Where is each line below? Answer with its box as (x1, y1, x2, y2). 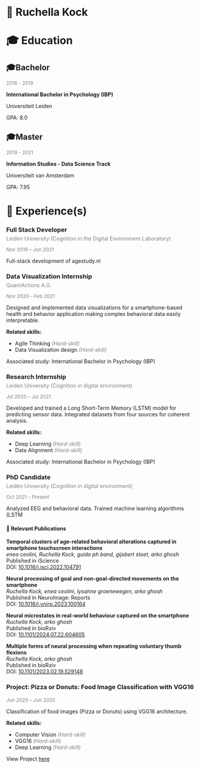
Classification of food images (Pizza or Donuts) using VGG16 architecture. (6, 708, 188, 715)
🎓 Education (6, 34, 73, 47)
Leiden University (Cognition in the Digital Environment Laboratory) (6, 235, 171, 242)
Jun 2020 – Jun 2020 (6, 696, 56, 704)
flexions (6, 649, 27, 656)
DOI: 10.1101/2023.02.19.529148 (6, 668, 84, 675)
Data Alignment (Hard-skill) (14, 447, 82, 454)
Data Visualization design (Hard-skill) (14, 346, 107, 354)
